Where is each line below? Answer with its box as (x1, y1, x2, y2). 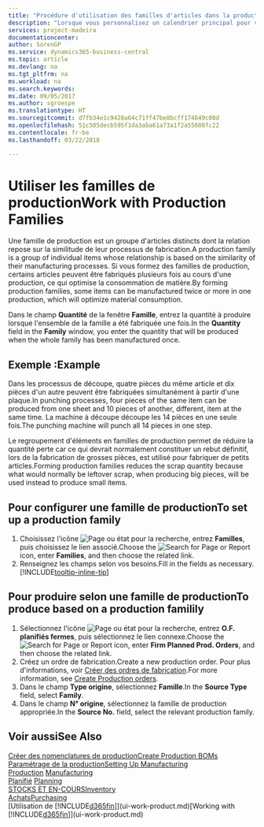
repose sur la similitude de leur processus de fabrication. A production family (8, 245, 256, 254)
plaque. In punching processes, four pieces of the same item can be (8, 395, 227, 406)
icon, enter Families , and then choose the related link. (19, 551, 195, 560)
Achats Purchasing (8, 792, 68, 802)
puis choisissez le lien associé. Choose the (19, 543, 157, 552)
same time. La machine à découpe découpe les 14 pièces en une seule (8, 413, 237, 422)
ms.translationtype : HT (8, 107, 86, 115)
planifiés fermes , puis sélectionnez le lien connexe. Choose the (19, 632, 225, 641)
